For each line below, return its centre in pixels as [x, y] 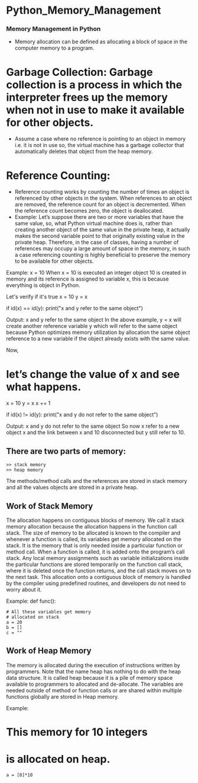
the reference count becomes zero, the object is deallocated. [89, 211]
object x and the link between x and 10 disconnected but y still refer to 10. [95, 432]
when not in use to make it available [95, 110]
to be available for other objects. [54, 261]
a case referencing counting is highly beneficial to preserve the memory [103, 255]
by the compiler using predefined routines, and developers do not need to [96, 583]
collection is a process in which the [94, 85]
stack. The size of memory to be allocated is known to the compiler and [93, 533]
